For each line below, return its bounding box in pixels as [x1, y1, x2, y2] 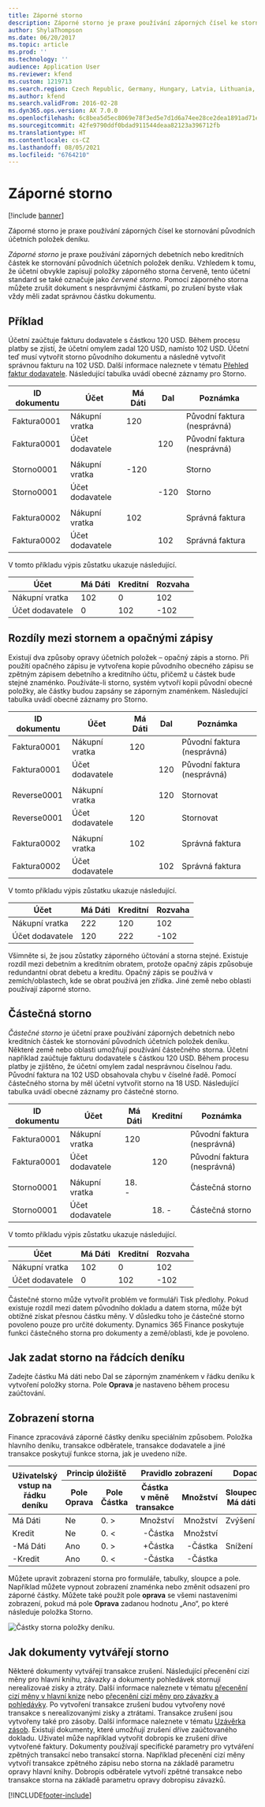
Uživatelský [12, 1470, 58, 1481]
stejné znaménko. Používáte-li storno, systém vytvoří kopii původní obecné [8, 677, 253, 687]
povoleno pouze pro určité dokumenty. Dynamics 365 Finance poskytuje [8, 1320, 244, 1329]
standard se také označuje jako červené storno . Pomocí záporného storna [8, 275, 248, 285]
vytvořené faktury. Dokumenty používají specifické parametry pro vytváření [8, 1742, 254, 1751]
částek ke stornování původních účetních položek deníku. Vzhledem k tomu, [8, 258, 256, 268]
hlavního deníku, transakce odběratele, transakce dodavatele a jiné [8, 1440, 226, 1451]
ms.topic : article [8, 41, 69, 49]
